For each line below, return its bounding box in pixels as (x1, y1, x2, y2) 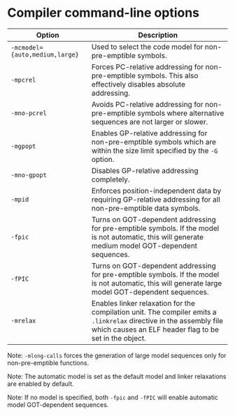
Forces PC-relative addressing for (91, 61, 204, 71)
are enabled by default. (7, 379, 75, 388)
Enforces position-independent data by (91, 186, 222, 195)
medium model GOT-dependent (91, 241, 198, 251)
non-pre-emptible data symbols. (91, 203, 201, 213)
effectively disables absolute (91, 79, 186, 89)
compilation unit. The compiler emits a (91, 307, 217, 317)
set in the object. (91, 333, 147, 343)
